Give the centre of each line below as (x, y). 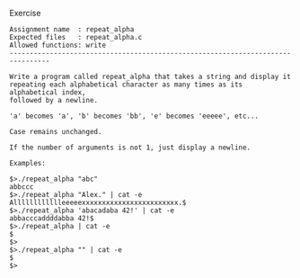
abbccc (22, 187)
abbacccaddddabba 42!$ (52, 219)
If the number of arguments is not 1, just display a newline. (130, 148)
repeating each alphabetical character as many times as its (126, 85)
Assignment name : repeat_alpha (72, 30)
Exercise (25, 13)
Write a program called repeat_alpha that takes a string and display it (150, 76)
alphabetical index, (48, 93)
